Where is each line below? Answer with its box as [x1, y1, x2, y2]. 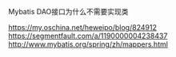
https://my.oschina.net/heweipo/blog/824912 [8, 23, 158, 32]
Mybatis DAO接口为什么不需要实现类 [8, 7, 130, 16]
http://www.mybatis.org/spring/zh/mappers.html [8, 40, 168, 49]
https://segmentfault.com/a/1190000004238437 [8, 31, 168, 40]
